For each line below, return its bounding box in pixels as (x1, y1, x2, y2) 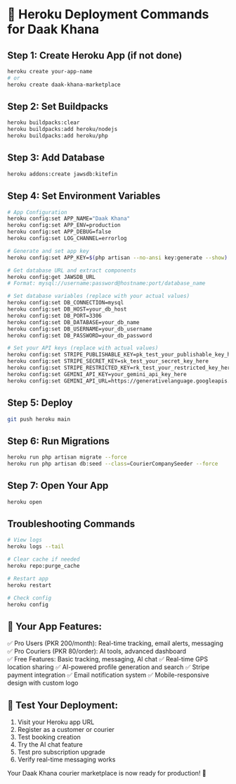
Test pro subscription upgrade (17, 748, 105, 757)
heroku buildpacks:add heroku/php (7, 132, 109, 139)
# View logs (7, 537, 42, 544)
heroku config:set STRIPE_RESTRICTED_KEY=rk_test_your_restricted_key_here (7, 364, 234, 372)
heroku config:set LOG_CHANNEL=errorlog (7, 235, 128, 242)
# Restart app (7, 575, 49, 582)
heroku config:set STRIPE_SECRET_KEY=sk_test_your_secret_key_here (7, 358, 209, 365)
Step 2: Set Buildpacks (7, 101, 109, 113)
